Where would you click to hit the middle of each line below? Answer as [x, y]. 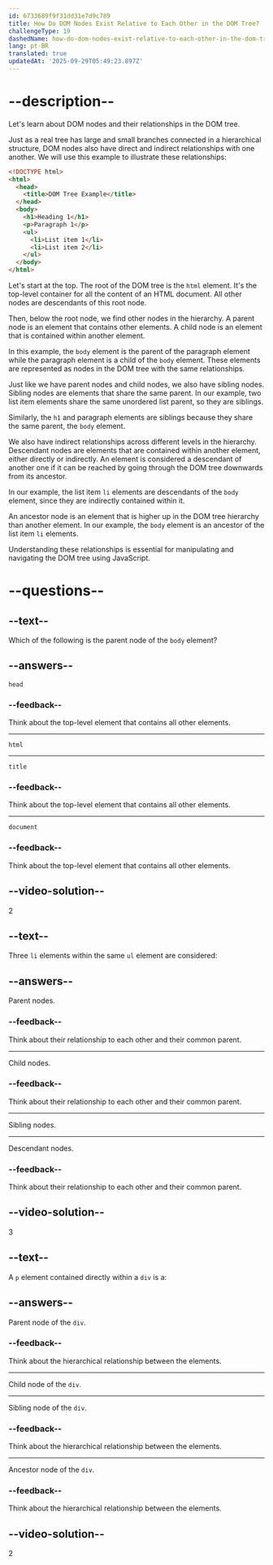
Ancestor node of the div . [52, 1470]
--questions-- [56, 591]
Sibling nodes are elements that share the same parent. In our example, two [135, 393]
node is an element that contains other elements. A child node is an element [135, 327]
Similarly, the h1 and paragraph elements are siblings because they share [131, 417]
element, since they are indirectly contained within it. [97, 501]
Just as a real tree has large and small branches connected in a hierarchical [135, 140]
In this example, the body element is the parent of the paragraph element [129, 352]
